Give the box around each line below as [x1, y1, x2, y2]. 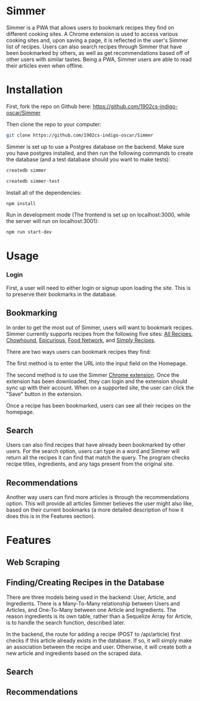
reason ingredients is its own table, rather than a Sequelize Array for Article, [6, 613, 193, 620]
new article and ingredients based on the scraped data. [6, 650, 142, 657]
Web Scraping [6, 557, 60, 567]
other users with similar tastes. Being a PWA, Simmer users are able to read [6, 56, 192, 63]
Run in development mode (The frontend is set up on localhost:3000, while [6, 211, 190, 219]
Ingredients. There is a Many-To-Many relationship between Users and [6, 599, 180, 607]
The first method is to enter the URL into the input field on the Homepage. [6, 360, 187, 367]
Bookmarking [6, 308, 58, 318]
